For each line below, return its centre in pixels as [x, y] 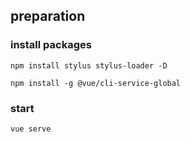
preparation [48, 16]
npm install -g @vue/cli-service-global [96, 83]
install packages [51, 45]
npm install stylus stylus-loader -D [89, 65]
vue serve [31, 129]
